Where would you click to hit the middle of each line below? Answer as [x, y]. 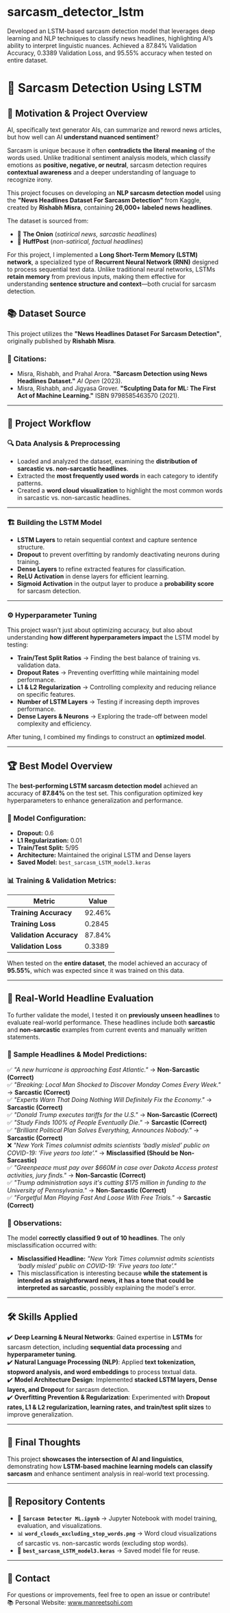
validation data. [39, 665]
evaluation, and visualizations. [60, 1525]
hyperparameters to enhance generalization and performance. [95, 800]
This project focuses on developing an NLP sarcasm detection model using [114, 192]
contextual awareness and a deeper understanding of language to [102, 172]
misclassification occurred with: [52, 1245]
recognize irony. [30, 179]
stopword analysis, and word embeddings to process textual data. [102, 1372]
